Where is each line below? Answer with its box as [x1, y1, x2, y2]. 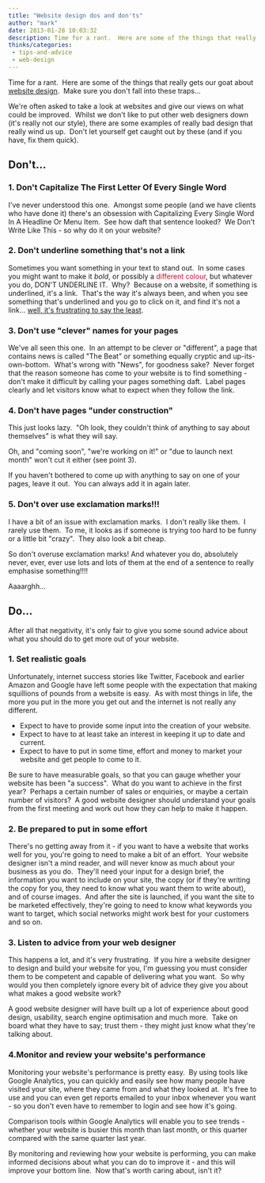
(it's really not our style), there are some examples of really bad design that [8, 118, 253, 128]
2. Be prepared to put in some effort [8, 823, 148, 834]
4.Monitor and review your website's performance [8, 1049, 206, 1060]
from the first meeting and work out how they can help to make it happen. [8, 803, 248, 813]
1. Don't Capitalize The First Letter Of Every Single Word [8, 182, 227, 193]
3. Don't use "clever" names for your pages [8, 325, 179, 336]
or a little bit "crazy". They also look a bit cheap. [8, 533, 166, 543]
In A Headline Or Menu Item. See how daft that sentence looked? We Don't [8, 217, 256, 226]
